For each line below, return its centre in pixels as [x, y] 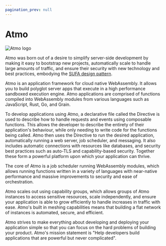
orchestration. [19, 181]
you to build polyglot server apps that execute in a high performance [75, 88]
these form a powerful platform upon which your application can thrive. [78, 156]
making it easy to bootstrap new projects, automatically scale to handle [78, 63]
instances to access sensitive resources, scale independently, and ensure [81, 196]
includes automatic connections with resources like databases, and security [83, 146]
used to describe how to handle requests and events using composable [78, 119]
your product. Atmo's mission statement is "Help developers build [73, 233]
